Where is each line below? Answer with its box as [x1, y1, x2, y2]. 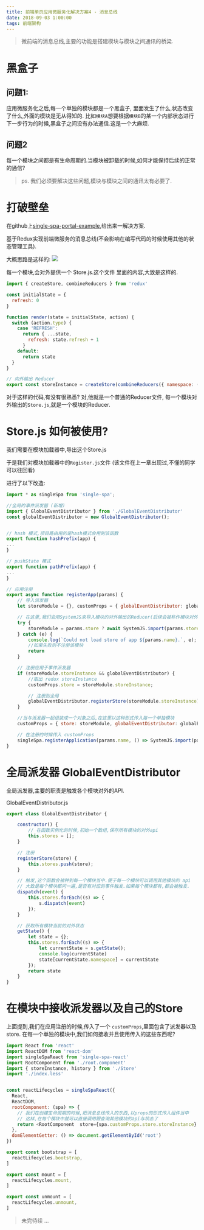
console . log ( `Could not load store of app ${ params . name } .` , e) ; [28, 637, 197, 643]
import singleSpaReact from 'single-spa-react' [6, 1054, 129, 1060]
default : [17, 348, 39, 354]
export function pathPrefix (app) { [6, 564, 97, 570]
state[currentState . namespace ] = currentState [38, 957, 159, 963]
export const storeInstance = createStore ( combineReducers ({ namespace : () [6, 382, 202, 388]
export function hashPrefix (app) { [6, 536, 97, 542]
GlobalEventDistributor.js [6, 799, 69, 806]
